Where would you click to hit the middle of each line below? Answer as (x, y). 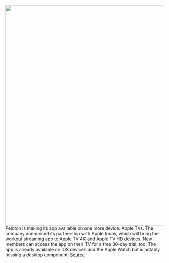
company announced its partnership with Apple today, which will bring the (82, 234)
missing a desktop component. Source (45, 255)
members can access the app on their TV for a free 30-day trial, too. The (81, 244)
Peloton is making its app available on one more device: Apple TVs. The (79, 228)
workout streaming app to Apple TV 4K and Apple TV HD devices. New (79, 239)
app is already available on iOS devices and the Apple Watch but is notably (83, 250)
